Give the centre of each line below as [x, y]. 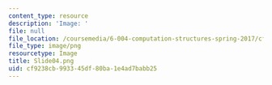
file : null [27, 31]
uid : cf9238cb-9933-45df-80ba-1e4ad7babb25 [83, 69]
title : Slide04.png [41, 62]
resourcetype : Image [43, 53]
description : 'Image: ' [49, 23]
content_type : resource [49, 16]
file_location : [34, 38]
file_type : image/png [45, 46]
